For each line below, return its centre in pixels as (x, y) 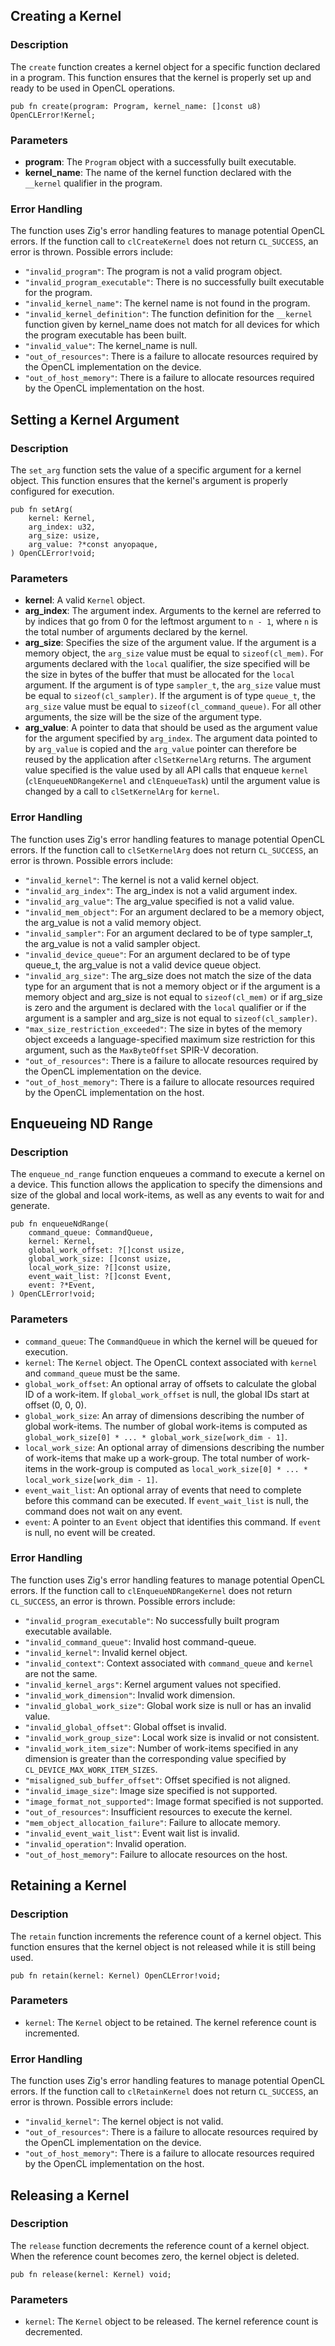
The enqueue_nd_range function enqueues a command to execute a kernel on (167, 1174)
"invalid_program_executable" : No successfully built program (152, 1620)
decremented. (53, 2332)
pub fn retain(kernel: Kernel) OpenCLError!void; (116, 1975)
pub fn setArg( (42, 509)
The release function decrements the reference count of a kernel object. (160, 2245)
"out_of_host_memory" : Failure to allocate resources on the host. (156, 1854)
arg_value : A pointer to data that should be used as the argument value (171, 728)
